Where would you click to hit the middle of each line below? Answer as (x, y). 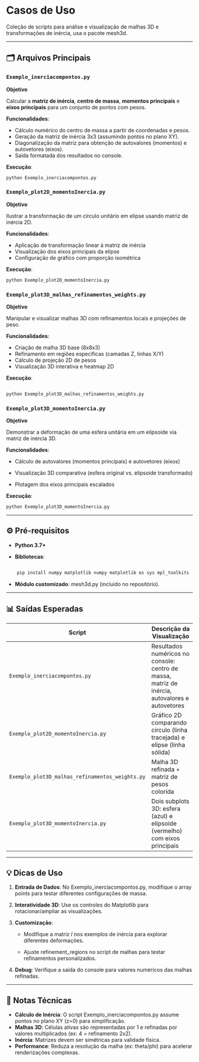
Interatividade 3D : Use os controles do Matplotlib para (82, 905)
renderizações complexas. (47, 1053)
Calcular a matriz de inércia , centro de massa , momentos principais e (93, 101)
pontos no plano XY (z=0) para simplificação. (70, 1021)
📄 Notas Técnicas (39, 1000)
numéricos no (171, 653)
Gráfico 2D (166, 715)
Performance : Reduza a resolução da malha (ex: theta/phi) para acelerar (103, 1046)
